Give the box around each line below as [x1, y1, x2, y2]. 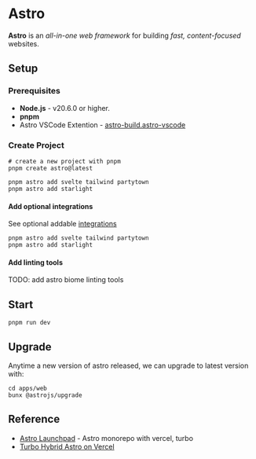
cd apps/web [8, 384, 47, 392]
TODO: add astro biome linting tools [8, 275, 124, 285]
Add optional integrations [8, 201, 93, 211]
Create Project [8, 139, 64, 150]
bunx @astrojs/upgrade [8, 391, 82, 399]
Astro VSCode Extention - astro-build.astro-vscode [19, 119, 186, 130]
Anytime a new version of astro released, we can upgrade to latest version [8, 361, 249, 370]
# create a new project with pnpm [8, 157, 122, 165]
